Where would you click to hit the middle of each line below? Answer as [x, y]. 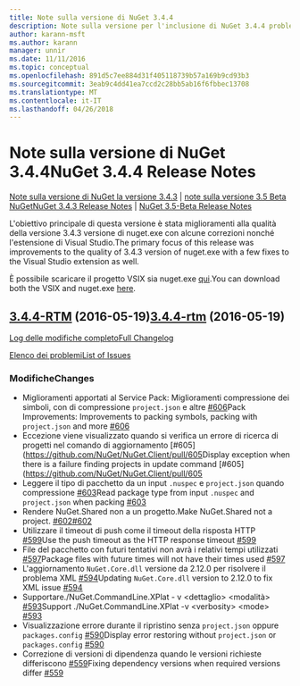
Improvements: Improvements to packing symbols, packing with [140, 417]
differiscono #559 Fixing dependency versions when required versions [151, 664]
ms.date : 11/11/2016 [48, 59]
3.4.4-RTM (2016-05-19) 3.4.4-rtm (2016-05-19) [147, 317]
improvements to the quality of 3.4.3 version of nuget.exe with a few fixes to [150, 252]
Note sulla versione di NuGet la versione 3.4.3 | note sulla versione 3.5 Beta [148, 197]
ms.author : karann [43, 42]
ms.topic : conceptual [50, 68]
